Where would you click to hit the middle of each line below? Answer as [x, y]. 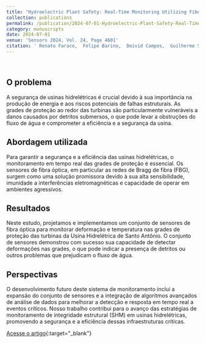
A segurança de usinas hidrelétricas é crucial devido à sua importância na [99, 97]
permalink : [20, 23]
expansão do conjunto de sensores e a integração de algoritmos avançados [102, 295]
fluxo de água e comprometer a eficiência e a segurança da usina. [89, 123]
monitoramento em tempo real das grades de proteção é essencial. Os [95, 163]
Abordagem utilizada [47, 142]
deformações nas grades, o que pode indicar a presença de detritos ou [96, 249]
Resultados [28, 208]
